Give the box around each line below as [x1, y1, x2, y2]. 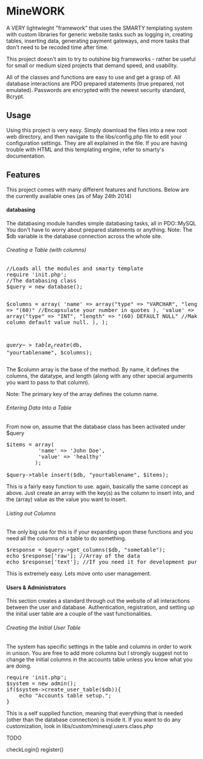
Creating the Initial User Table [6, 624, 81, 631]
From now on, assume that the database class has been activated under [6, 423, 186, 430]
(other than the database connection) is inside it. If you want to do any [6, 716, 181, 723]
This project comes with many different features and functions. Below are [6, 186, 189, 193]
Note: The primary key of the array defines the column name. [6, 390, 159, 397]
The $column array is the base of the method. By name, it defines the [6, 365, 179, 373]
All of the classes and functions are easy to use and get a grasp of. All [6, 73, 181, 81]
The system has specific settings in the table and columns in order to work [6, 643, 192, 650]
